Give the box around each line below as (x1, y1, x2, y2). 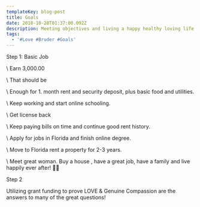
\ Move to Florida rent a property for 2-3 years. (6, 146, 122, 153)
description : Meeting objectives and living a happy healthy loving (6, 25, 181, 32)
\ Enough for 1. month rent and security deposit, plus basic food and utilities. (6, 88, 195, 95)
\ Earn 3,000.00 (6, 65, 45, 72)
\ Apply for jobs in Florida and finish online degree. (6, 134, 131, 142)
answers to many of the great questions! (6, 194, 106, 201)
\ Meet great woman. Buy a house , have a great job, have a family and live (6, 158, 190, 165)
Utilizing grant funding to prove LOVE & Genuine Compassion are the (6, 187, 176, 194)
